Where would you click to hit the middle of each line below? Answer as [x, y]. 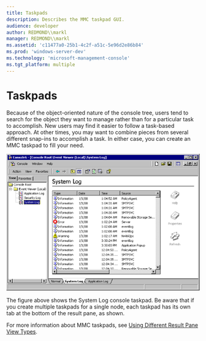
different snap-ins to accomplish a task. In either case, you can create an [99, 138]
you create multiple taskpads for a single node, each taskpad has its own [99, 307]
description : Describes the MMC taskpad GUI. [65, 19]
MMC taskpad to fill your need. [45, 145]
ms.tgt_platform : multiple [41, 64]
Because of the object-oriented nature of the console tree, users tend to [97, 113]
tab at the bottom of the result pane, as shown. [66, 313]
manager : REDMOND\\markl [38, 39]
